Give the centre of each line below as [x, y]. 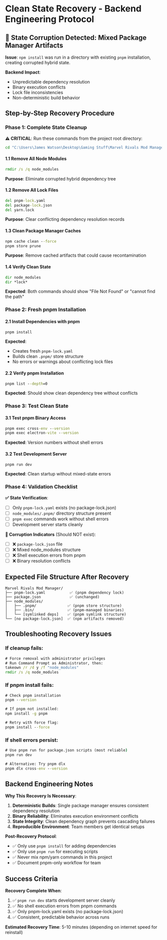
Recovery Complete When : [34, 891]
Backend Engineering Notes [49, 784]
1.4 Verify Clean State [28, 267]
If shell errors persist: [32, 740]
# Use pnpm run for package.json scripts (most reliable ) [66, 751]
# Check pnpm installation [33, 695]
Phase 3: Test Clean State [37, 406]
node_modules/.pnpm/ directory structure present [62, 513]
